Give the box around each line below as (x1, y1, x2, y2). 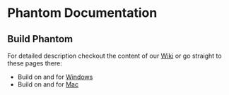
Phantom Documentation (7, 5, 158, 21)
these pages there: (7, 59, 62, 68)
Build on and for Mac (17, 80, 79, 89)
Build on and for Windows (17, 72, 93, 81)
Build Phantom (7, 33, 74, 45)
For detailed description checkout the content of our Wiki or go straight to (7, 51, 222, 60)
